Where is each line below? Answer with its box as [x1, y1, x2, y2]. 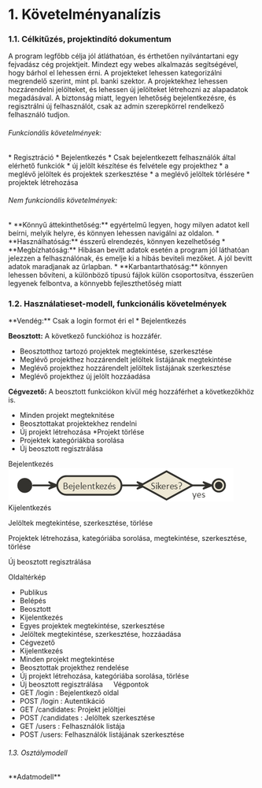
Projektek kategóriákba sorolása [19, 435, 124, 446]
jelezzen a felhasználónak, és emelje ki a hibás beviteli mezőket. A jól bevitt [8, 253, 253, 263]
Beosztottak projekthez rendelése [19, 663, 130, 672]
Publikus [19, 588, 48, 597]
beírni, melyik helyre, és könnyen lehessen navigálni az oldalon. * [8, 228, 220, 238]
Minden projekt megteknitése [19, 411, 115, 420]
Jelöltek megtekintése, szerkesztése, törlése [8, 518, 153, 528]
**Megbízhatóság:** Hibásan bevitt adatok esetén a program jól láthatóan [8, 245, 249, 254]
